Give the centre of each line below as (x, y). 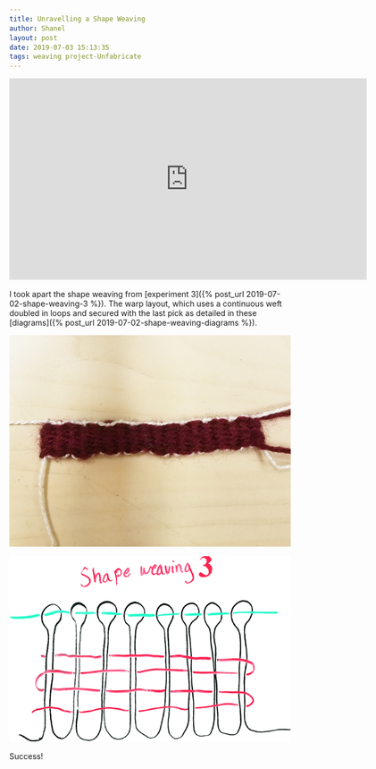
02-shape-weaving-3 (49, 303)
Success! (26, 756)
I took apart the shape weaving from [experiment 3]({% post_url (127, 295)
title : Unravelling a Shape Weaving (77, 19)
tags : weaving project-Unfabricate (75, 57)
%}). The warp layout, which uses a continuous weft (186, 303)
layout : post (33, 38)
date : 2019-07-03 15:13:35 (59, 47)
